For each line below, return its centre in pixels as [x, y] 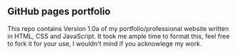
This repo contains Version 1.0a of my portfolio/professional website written [118, 28]
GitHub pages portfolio [59, 12]
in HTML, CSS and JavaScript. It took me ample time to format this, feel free [118, 36]
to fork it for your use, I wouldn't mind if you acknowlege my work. [105, 43]
